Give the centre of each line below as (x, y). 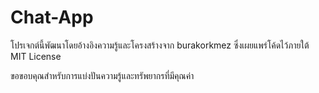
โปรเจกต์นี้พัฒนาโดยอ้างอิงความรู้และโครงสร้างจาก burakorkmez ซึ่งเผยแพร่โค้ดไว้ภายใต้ (160, 45)
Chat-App (52, 17)
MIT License (36, 56)
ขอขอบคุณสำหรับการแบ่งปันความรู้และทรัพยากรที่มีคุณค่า (102, 75)
